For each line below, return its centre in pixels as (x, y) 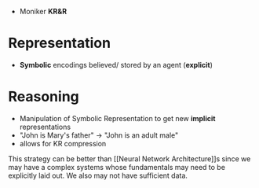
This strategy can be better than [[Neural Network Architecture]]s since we (129, 159)
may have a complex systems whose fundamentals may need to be (117, 167)
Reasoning (44, 97)
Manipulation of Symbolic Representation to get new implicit (117, 118)
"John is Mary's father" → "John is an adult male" (99, 135)
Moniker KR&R (43, 11)
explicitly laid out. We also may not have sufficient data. (98, 175)
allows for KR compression (63, 143)
